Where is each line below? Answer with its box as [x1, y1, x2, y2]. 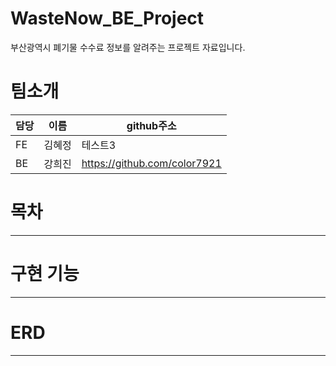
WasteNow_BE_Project [10, 7, 205, 30]
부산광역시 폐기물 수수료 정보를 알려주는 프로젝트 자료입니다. [10, 41, 246, 53]
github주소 [126, 118, 177, 132]
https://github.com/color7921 [81, 156, 222, 170]
